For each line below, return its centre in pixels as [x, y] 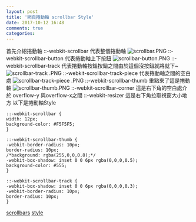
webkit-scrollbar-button [35, 58]
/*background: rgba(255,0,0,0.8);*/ [51, 155]
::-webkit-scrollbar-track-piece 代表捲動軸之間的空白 [127, 73]
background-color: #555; [36, 166]
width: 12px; [22, 119]
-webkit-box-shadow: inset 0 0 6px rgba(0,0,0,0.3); [72, 187]
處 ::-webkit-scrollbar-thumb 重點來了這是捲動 [98, 81]
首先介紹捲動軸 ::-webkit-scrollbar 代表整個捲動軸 [66, 51]
